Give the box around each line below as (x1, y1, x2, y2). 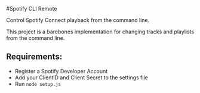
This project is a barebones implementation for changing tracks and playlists (6, 28, 195, 35)
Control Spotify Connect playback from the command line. (6, 17, 150, 23)
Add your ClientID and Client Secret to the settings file (14, 74, 148, 81)
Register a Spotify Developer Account (14, 67, 108, 75)
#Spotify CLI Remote (6, 5, 57, 12)
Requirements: (6, 52, 63, 62)
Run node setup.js (14, 80, 61, 87)
